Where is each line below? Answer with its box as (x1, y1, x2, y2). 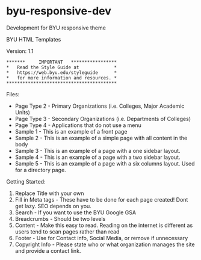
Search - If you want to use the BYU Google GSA (14, 209, 137, 216)
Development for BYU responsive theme (6, 24, 107, 31)
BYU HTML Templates (6, 36, 61, 43)
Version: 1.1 (6, 47, 34, 55)
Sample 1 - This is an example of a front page (14, 128, 128, 135)
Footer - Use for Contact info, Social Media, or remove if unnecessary (14, 234, 188, 241)
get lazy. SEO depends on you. (14, 202, 91, 209)
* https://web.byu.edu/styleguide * (6, 69, 117, 76)
